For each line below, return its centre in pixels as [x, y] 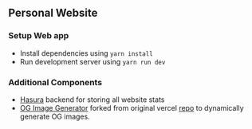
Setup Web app [39, 36]
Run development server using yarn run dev [93, 61]
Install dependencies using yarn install [86, 53]
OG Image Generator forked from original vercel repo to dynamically [132, 107]
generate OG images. [55, 116]
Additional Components [55, 82]
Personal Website [53, 13]
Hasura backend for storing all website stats [92, 100]
